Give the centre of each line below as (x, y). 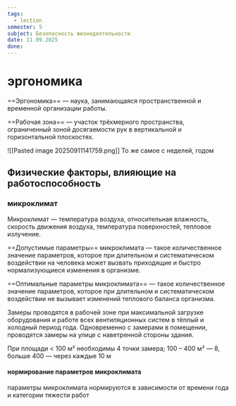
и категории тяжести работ (48, 395)
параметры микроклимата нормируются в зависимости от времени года (118, 387)
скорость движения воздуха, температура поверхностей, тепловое (110, 227)
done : (15, 46)
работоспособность (54, 184)
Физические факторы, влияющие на (92, 173)
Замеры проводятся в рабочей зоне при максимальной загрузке (106, 312)
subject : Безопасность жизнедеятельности (69, 33)
